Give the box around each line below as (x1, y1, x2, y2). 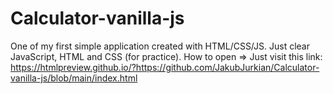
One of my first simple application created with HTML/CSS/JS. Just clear (10, 40, 310, 52)
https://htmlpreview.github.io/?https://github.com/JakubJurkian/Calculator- (10, 61, 320, 73)
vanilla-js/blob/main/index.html (10, 72, 138, 84)
